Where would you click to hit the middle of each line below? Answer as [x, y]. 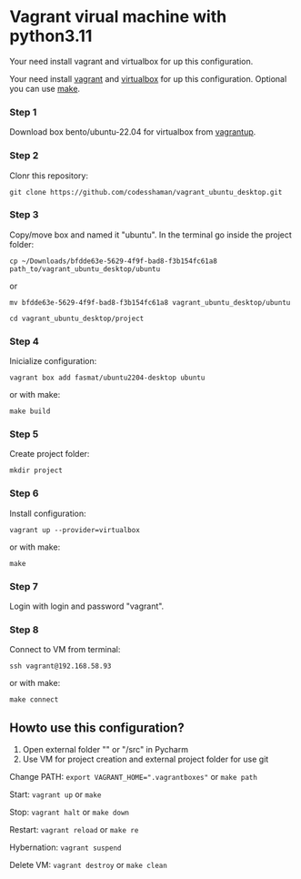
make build [30, 411]
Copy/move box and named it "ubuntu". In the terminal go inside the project [151, 235]
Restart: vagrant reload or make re [74, 830]
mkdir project [36, 470]
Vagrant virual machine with [118, 17]
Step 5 [24, 434]
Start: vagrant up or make [55, 794]
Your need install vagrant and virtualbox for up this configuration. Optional [148, 78]
